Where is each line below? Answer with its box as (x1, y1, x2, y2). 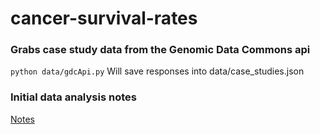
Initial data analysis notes (10, 90, 137, 104)
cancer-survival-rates (10, 7, 198, 30)
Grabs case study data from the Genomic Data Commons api (10, 43, 311, 57)
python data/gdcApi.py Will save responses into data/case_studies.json (10, 65, 305, 77)
